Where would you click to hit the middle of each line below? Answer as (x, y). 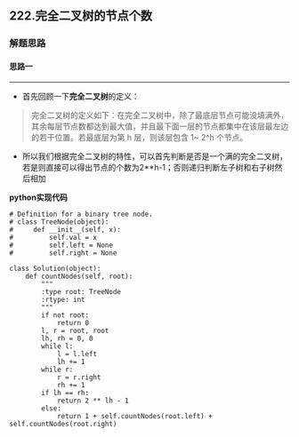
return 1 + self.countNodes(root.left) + (135, 416)
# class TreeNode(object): (59, 222)
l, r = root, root (75, 330)
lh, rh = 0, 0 (67, 338)
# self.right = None (63, 253)
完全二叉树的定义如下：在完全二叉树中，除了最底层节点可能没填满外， (160, 115)
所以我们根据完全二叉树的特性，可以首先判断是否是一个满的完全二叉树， (154, 156)
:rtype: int (64, 299)
